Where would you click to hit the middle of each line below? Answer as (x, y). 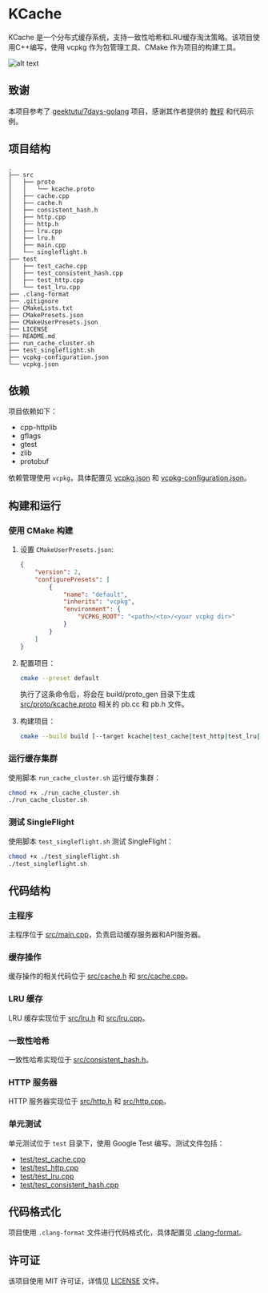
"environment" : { (92, 610)
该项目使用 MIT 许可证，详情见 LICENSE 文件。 (86, 1281)
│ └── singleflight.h (48, 252)
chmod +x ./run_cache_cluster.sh (64, 793)
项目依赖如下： (33, 411)
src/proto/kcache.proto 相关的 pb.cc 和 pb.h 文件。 (104, 704)
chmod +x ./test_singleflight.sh (64, 856)
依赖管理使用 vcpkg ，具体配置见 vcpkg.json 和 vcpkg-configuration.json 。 (130, 478)
